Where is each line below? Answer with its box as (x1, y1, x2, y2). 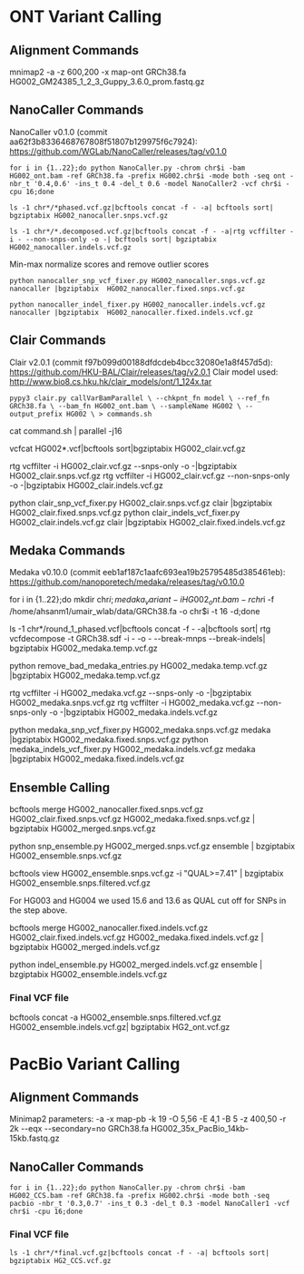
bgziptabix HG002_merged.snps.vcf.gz (9, 823, 156, 834)
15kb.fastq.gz (9, 1132, 60, 1144)
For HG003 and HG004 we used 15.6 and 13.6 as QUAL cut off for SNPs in (9, 896, 287, 906)
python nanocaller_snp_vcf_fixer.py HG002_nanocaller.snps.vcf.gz (9, 276, 266, 285)
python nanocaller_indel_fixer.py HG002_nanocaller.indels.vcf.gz (9, 299, 266, 309)
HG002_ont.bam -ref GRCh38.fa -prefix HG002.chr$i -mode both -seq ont (9, 171, 286, 181)
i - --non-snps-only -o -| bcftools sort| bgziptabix (9, 234, 218, 244)
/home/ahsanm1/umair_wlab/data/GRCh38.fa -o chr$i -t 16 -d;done (9, 606, 260, 617)
